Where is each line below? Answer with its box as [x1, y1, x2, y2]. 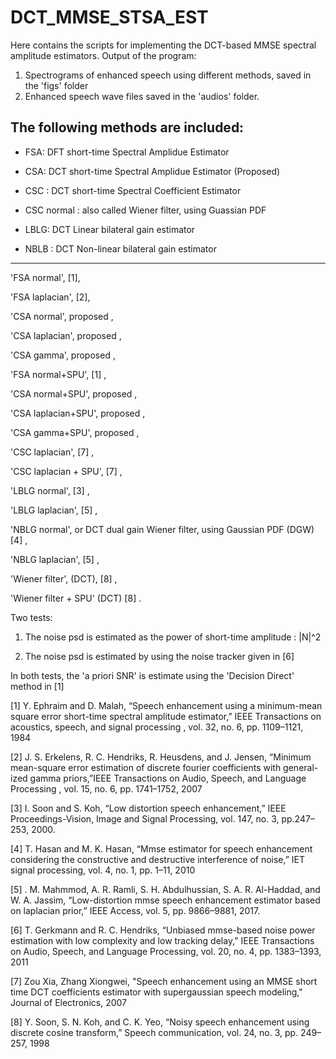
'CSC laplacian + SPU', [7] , [10, 465, 123, 477]
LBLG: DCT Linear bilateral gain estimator [24, 223, 196, 235]
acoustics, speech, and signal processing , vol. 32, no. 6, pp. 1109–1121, [10, 721, 304, 733]
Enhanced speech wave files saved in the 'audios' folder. [24, 90, 260, 102]
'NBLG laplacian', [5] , [10, 553, 100, 565]
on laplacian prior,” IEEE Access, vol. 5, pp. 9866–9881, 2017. [10, 904, 261, 916]
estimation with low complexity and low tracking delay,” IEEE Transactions [10, 934, 315, 946]
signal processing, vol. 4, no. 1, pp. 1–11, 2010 [10, 864, 196, 876]
